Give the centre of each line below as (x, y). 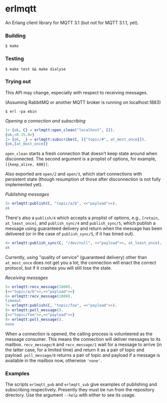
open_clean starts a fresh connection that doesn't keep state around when (81, 154)
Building (15, 36)
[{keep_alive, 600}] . (27, 164)
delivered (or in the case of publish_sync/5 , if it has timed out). (70, 234)
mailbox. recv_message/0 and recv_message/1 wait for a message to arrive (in (83, 344)
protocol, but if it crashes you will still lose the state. (59, 268)
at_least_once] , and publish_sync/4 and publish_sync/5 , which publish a (80, 223)
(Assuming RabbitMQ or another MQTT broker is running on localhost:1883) (83, 102)
